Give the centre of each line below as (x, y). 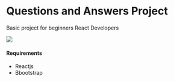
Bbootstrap (29, 73)
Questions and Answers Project (87, 11)
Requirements (24, 53)
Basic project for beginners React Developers (63, 28)
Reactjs (24, 66)
